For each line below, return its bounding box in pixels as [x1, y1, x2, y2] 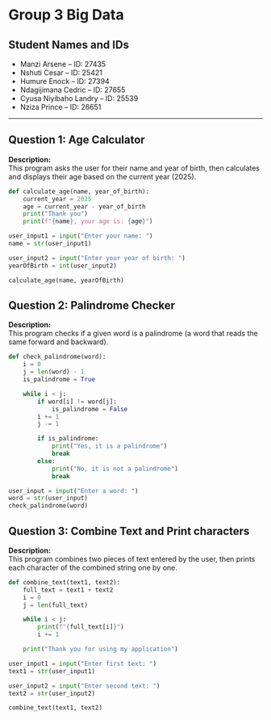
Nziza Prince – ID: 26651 [19, 103, 102, 112]
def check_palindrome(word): [8, 353, 106, 361]
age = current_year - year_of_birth [23, 202, 147, 211]
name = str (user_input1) [8, 240, 92, 248]
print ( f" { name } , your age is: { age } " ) [23, 217, 153, 225]
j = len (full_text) [23, 600, 89, 609]
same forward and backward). [8, 337, 109, 347]
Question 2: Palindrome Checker [8, 298, 176, 312]
